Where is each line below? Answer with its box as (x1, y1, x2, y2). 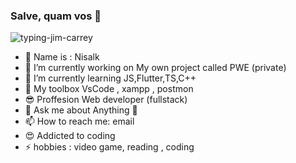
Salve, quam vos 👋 (10, 9, 102, 23)
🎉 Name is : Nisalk (24, 51, 100, 63)
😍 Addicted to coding (24, 130, 116, 142)
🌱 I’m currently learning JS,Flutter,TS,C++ (24, 72, 197, 84)
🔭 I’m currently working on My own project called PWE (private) (24, 62, 287, 74)
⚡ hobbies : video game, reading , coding (24, 141, 195, 153)
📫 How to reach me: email (24, 115, 135, 128)
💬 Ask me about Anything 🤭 (24, 104, 138, 116)
